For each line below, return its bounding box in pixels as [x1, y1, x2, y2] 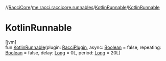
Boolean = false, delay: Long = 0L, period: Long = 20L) [5, 49, 121, 55]
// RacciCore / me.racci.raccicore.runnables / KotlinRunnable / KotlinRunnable [5, 5, 160, 10]
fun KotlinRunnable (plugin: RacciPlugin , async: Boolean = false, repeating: [5, 44, 161, 50]
